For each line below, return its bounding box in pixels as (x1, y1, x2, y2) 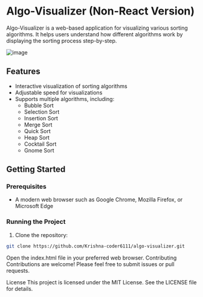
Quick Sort (24, 127, 51, 134)
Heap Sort (24, 134, 50, 141)
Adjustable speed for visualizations (14, 89, 103, 96)
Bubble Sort (24, 102, 54, 109)
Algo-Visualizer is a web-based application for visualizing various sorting (6, 24, 188, 31)
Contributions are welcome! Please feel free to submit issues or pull (6, 260, 175, 267)
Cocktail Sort (24, 140, 57, 148)
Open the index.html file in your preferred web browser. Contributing (6, 254, 177, 261)
